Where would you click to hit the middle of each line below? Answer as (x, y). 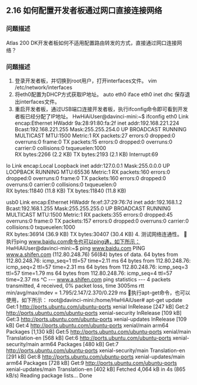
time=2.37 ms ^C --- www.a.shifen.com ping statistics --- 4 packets (89, 279)
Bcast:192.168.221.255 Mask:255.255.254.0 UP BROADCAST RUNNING (101, 129)
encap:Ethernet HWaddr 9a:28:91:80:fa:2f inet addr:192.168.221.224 (97, 123)
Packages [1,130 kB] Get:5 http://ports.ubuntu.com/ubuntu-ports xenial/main (98, 331)
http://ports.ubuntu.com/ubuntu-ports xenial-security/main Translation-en (96, 350)
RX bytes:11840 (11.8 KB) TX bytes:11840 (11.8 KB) (66, 191)
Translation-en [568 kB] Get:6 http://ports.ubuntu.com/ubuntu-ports (89, 338)
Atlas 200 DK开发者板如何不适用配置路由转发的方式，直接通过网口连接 (92, 42)
